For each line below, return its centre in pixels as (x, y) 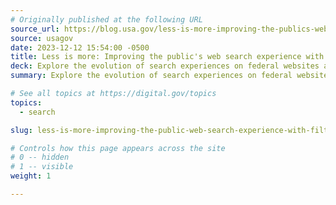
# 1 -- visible (42, 167)
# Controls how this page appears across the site (118, 148)
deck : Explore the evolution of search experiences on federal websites (165, 66)
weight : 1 (31, 176)
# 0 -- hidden (40, 157)
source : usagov (42, 38)
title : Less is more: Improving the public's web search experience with (167, 57)
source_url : (35, 29)
